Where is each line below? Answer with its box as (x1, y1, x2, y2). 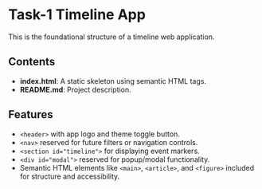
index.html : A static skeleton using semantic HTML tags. (19, 76, 207, 85)
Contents (8, 55, 56, 69)
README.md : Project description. (19, 85, 131, 94)
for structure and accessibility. (19, 171, 120, 181)
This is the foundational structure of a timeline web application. (8, 32, 215, 41)
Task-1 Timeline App (8, 6, 146, 24)
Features (8, 108, 53, 121)
